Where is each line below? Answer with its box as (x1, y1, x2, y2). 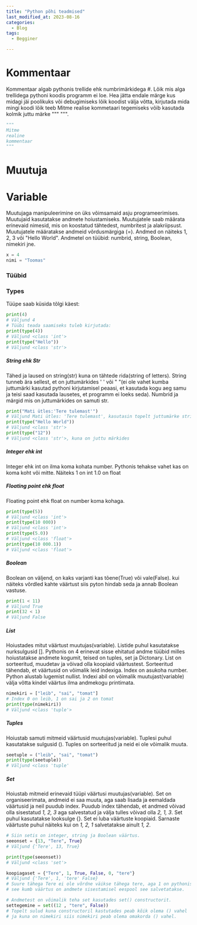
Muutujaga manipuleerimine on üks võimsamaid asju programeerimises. (6, 209, 180, 217)
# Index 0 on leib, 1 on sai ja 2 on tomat (6, 696, 114, 702)
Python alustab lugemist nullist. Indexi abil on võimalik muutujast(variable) (6, 673, 185, 680)
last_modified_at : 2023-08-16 (6, 14, 80, 20)
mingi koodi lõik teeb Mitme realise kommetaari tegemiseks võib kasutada (6, 104, 185, 111)
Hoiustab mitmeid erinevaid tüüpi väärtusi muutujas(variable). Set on (6, 790, 172, 797)
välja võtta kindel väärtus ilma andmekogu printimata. (6, 679, 135, 686)
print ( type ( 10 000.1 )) (6, 541, 62, 547)
